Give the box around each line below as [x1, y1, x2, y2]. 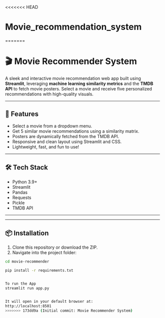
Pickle [12, 200, 25, 205]
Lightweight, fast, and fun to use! [12, 144, 80, 149]
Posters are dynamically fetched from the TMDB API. [12, 133, 119, 139]
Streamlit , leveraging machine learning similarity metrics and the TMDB [5, 81, 154, 87]
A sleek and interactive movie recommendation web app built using [5, 75, 141, 81]
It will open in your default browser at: [5, 299, 93, 304]
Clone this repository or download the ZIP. [12, 244, 98, 250]
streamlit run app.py [5, 286, 50, 290]
